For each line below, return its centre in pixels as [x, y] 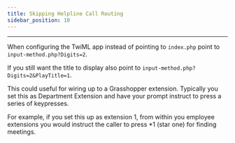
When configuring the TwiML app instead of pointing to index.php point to [114, 47]
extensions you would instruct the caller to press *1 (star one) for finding [112, 124]
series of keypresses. [38, 103]
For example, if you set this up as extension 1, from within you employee [111, 116]
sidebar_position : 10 [39, 20]
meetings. [22, 131]
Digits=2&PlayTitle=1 [39, 75]
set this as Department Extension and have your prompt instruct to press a [114, 96]
